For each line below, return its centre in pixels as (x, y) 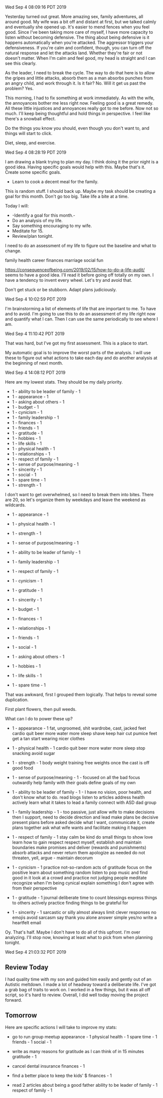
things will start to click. (29, 133)
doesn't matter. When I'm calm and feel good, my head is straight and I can (80, 58)
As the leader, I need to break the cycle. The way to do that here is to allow (80, 73)
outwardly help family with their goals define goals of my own (74, 783)
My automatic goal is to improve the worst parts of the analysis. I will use (78, 353)
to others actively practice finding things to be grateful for (70, 903)
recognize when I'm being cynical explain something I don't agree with (83, 883)
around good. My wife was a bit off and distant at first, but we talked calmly (81, 22)
